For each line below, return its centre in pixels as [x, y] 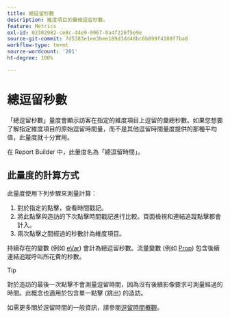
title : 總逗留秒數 [31, 13]
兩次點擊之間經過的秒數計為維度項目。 [71, 233]
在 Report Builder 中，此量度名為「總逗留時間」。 [76, 152]
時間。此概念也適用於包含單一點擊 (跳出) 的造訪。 [77, 293]
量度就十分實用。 [49, 137]
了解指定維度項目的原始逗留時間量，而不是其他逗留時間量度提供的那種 [106, 129]
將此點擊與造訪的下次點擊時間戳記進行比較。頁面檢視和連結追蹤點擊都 [116, 216]
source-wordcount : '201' [42, 52]
